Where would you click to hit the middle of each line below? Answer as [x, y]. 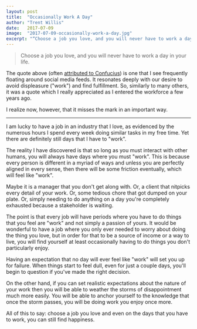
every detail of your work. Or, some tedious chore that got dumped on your [97, 193]
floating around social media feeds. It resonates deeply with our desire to [94, 79]
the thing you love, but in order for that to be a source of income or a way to [98, 235]
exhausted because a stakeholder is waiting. [60, 205]
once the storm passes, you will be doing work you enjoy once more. [89, 302]
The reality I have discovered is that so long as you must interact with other [97, 150]
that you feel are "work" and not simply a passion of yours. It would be [91, 223]
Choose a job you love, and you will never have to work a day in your [103, 56]
